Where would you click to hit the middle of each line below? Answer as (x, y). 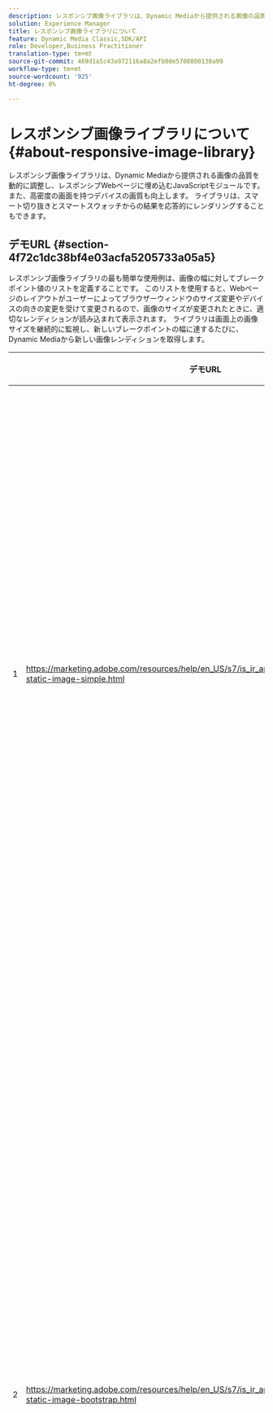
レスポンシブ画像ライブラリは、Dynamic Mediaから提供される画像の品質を (134, 175)
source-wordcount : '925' (50, 77)
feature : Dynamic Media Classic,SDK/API (78, 39)
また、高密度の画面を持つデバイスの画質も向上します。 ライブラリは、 (127, 195)
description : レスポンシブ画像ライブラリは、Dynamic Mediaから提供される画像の (131, 16)
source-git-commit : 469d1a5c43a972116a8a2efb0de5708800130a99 (116, 62)
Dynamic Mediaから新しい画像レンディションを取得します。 (108, 340)
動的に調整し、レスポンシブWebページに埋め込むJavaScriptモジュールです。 (136, 186)
